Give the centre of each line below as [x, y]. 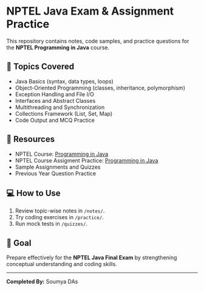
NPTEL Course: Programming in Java [62, 154]
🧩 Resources [31, 139]
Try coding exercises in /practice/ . [59, 217]
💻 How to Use [33, 193]
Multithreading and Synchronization [60, 107]
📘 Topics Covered [40, 67]
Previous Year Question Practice [56, 173]
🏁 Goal [19, 243]
